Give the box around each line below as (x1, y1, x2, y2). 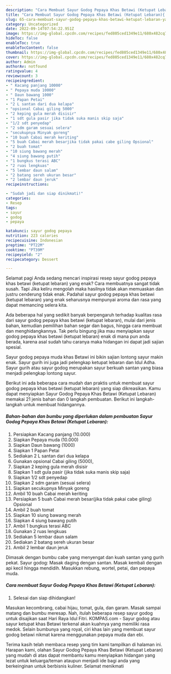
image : (6, 31, 20, 36)
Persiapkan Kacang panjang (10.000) (13, 432, 91, 438)
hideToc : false (6, 36, 38, 41)
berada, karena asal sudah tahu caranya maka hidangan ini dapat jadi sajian (6, 339, 164, 345)
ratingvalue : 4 (6, 69, 38, 74)
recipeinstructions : (6, 182, 50, 187)
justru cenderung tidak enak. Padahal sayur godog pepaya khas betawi (6, 291, 155, 297)
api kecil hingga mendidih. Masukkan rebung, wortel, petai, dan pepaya (6, 565, 155, 571)
